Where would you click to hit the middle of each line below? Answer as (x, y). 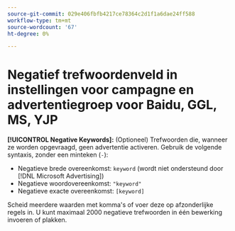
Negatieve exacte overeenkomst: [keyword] (81, 191)
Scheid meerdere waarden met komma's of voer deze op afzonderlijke (110, 205)
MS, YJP (33, 120)
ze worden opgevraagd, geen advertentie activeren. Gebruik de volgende (115, 147)
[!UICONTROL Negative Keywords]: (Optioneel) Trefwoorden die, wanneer (117, 140)
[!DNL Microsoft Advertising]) (61, 176)
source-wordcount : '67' (43, 27)
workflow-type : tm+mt (39, 21)
